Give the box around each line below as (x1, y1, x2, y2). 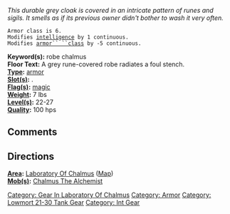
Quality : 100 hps (7, 106, 57, 113)
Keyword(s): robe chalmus (7, 53, 87, 61)
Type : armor (7, 68, 44, 76)
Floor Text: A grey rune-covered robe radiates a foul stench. (7, 60, 185, 68)
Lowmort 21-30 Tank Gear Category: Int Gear (7, 198, 140, 207)
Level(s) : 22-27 (7, 98, 53, 106)
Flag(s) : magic (7, 83, 51, 91)
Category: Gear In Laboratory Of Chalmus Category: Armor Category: (7, 190, 211, 199)
